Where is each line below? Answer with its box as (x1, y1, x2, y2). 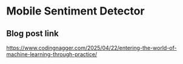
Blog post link (6, 28, 59, 39)
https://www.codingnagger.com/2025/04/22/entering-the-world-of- (6, 44, 177, 51)
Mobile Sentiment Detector (6, 4, 145, 18)
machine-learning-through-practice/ (6, 51, 98, 58)
